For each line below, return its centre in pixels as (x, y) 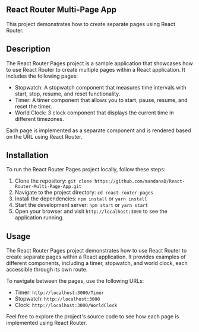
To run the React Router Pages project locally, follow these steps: (86, 170)
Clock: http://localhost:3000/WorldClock (66, 305)
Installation (27, 156)
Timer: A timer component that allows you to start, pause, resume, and (101, 100)
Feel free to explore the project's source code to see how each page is (93, 317)
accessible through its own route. (47, 270)
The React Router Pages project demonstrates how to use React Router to (97, 251)
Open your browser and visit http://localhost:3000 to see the (91, 211)
